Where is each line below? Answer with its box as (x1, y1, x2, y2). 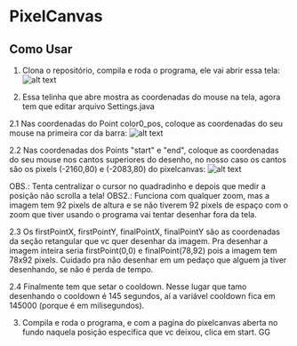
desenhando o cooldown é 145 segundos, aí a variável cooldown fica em (9, 291, 276, 301)
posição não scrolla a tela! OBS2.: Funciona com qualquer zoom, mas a (9, 191, 269, 201)
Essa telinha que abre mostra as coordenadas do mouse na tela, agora (21, 91, 281, 102)
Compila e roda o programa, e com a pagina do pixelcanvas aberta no (21, 318, 278, 327)
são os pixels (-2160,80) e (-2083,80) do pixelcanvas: (9, 164, 206, 174)
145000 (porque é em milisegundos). (9, 300, 145, 311)
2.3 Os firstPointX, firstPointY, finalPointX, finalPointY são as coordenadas (9, 226, 280, 237)
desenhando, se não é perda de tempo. (9, 264, 154, 274)
